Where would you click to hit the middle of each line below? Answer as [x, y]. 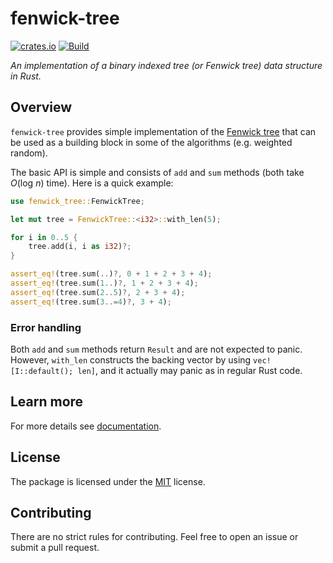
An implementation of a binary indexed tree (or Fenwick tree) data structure [166, 65]
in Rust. [26, 76]
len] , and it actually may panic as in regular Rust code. [190, 370]
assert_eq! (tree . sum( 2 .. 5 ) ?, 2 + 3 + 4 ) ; [98, 292]
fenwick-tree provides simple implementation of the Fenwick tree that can [163, 131]
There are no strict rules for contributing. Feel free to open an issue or [154, 537]
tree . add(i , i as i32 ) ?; [80, 247]
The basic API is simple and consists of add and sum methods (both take [157, 172]
